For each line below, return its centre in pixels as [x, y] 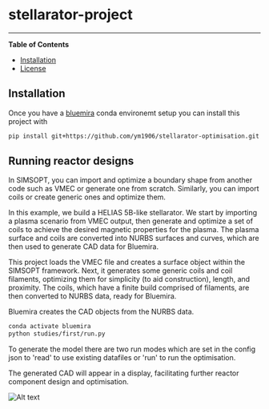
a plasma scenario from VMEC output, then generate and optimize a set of [131, 221]
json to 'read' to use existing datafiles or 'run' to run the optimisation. [122, 358]
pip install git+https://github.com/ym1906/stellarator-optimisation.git [134, 136]
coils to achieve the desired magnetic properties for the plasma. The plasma [134, 230]
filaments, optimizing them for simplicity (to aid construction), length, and [129, 279]
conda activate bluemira [50, 327]
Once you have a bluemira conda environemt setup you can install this [124, 113]
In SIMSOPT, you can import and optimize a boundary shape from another [130, 180]
